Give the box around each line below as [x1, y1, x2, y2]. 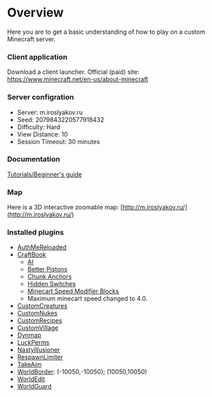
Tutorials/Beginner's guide [7, 170, 83, 179]
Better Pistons [27, 265, 67, 274]
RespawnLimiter [17, 353, 63, 361]
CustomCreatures [17, 302, 67, 310]
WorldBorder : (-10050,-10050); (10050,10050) [17, 367, 147, 376]
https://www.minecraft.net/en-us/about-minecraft [7, 75, 149, 83]
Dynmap [17, 331, 41, 339]
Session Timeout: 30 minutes [17, 137, 100, 145]
